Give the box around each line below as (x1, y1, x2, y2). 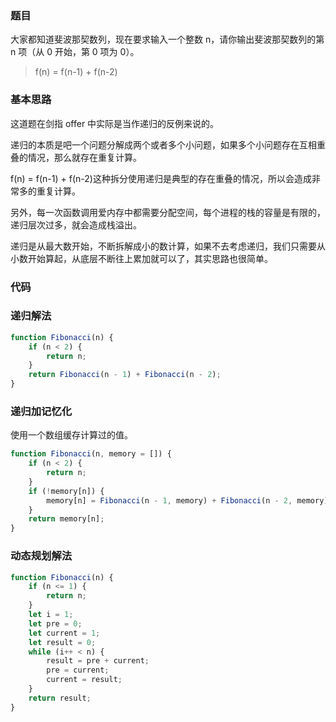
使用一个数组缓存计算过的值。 (10, 429, 133, 441)
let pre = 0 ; (28, 618, 83, 629)
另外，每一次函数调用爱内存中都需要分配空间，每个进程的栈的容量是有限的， (10, 206, 326, 218)
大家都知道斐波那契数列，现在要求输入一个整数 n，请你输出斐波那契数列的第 (10, 33, 325, 46)
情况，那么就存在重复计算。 (27, 151, 142, 163)
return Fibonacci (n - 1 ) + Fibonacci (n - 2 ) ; (28, 370, 222, 380)
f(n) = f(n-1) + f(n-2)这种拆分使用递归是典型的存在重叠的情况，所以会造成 (10, 172, 312, 184)
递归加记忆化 (10, 404, 73, 418)
